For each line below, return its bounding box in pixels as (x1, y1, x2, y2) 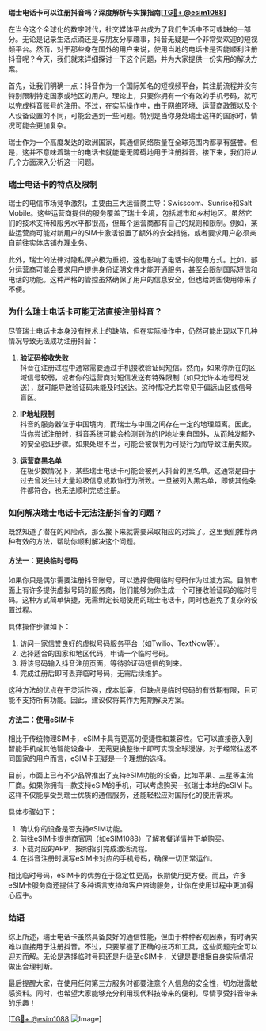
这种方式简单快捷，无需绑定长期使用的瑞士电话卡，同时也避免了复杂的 (21, 595, 251, 605)
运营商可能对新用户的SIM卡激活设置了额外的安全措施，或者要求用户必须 (14, 228, 250, 238)
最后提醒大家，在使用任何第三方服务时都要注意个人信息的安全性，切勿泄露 (8, 978, 251, 987)
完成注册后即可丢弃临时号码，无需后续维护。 (19, 669, 166, 678)
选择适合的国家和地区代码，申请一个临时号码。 (19, 649, 173, 659)
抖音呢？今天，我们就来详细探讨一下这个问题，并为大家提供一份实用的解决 (8, 55, 251, 63)
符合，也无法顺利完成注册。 (33, 485, 124, 494)
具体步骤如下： (8, 808, 57, 817)
